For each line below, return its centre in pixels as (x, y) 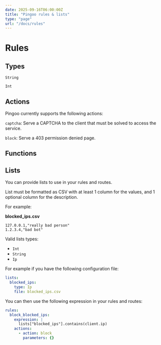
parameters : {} (39, 338)
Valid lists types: (22, 239)
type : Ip (23, 287)
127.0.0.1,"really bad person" (37, 226)
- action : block (35, 333)
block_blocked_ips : (30, 315)
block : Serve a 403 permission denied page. (50, 138)
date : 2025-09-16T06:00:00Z (34, 10)
